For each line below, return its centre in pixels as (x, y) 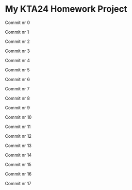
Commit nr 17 (18, 183)
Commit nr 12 (18, 136)
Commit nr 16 (18, 174)
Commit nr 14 (18, 155)
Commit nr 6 (17, 79)
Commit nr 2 (17, 41)
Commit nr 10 (18, 117)
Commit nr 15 (18, 164)
